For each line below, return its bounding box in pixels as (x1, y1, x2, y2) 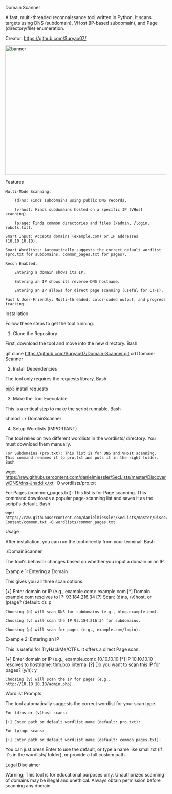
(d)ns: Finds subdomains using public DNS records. (14, 198, 127, 203)
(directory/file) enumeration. (5, 25, 65, 31)
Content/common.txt (5, 520, 47, 525)
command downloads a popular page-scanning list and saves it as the (5, 495, 154, 501)
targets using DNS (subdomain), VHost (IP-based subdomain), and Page (5, 20, 158, 26)
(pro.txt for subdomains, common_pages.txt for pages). (5, 252, 127, 257)
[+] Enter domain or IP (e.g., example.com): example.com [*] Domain (5, 588, 150, 594)
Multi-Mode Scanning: (5, 189, 52, 194)
